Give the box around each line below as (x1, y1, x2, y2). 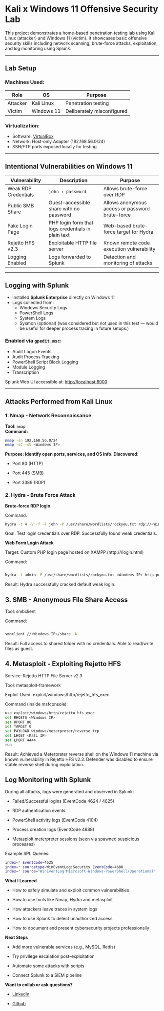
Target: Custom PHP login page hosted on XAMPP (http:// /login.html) (5, 549, 144, 555)
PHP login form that (48, 219, 94, 226)
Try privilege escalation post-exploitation (12, 953, 95, 959)
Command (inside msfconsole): (5, 701, 68, 707)
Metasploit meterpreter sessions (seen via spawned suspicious (12, 836, 140, 842)
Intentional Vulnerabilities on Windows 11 (5, 162, 133, 171)
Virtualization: (5, 122, 40, 129)
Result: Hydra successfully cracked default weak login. (5, 582, 116, 587)
